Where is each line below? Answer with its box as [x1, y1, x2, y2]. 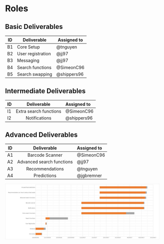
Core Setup [17, 44, 40, 49]
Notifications [25, 115, 51, 121]
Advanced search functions [17, 159, 73, 165]
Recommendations [26, 166, 64, 171]
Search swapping [17, 71, 52, 77]
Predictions [33, 172, 57, 178]
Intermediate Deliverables [5, 87, 86, 95]
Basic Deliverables [5, 23, 63, 31]
